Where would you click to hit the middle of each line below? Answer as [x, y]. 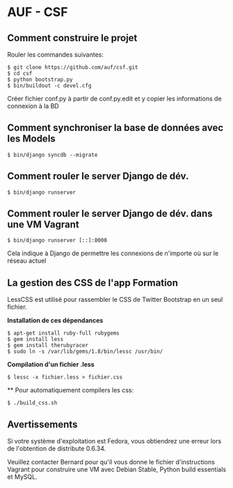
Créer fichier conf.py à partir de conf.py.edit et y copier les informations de [114, 99]
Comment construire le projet [72, 38]
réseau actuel [27, 261]
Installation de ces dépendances [55, 321]
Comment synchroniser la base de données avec [115, 128]
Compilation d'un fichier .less [51, 365]
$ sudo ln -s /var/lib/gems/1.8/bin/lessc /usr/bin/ [85, 352]
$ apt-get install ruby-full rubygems [63, 333]
